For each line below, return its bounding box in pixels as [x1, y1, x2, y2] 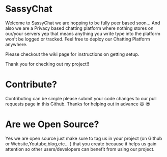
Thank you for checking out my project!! [5, 61, 90, 67]
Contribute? [5, 79, 58, 90]
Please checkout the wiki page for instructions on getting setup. [5, 51, 140, 57]
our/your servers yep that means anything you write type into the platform [5, 30, 160, 36]
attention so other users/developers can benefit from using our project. [5, 146, 155, 152]
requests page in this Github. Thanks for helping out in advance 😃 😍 [5, 101, 151, 107]
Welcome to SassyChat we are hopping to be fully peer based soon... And [5, 20, 160, 26]
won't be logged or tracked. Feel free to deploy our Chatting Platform [5, 36, 150, 42]
